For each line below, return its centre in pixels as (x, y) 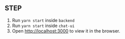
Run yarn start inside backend (43, 20)
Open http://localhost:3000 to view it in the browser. (66, 31)
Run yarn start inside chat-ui (43, 25)
